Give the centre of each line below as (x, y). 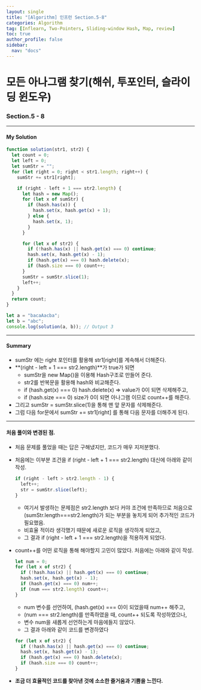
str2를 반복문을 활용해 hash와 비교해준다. (72, 382)
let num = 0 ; (31, 561)
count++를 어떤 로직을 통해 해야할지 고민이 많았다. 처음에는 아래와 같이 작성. (104, 550)
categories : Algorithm (34, 23)
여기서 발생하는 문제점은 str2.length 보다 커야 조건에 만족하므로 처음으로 (108, 507)
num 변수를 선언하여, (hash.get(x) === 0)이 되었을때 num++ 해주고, (104, 607)
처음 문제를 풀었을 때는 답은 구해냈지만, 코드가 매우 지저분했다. (87, 447)
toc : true (19, 34)
